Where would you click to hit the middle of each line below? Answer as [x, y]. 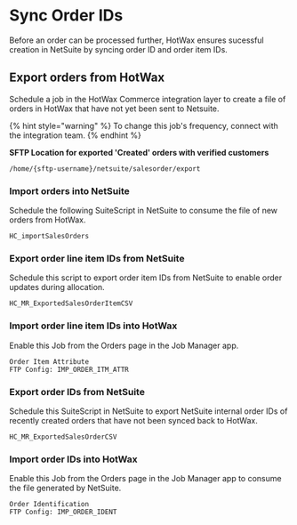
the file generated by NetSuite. [65, 488]
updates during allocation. [57, 287]
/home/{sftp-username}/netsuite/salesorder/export [105, 169]
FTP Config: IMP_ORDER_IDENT [63, 513]
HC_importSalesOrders [49, 237]
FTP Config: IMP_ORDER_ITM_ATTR [69, 369]
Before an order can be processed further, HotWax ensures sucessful [136, 40]
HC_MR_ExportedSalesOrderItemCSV [71, 303]
